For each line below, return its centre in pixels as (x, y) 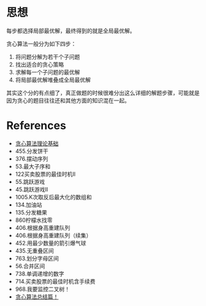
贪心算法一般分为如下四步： (41, 44)
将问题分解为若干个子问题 (48, 56)
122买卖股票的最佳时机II (45, 174)
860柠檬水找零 (34, 220)
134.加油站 (29, 205)
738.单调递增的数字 (40, 273)
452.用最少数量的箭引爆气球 (51, 243)
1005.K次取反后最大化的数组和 (53, 197)
